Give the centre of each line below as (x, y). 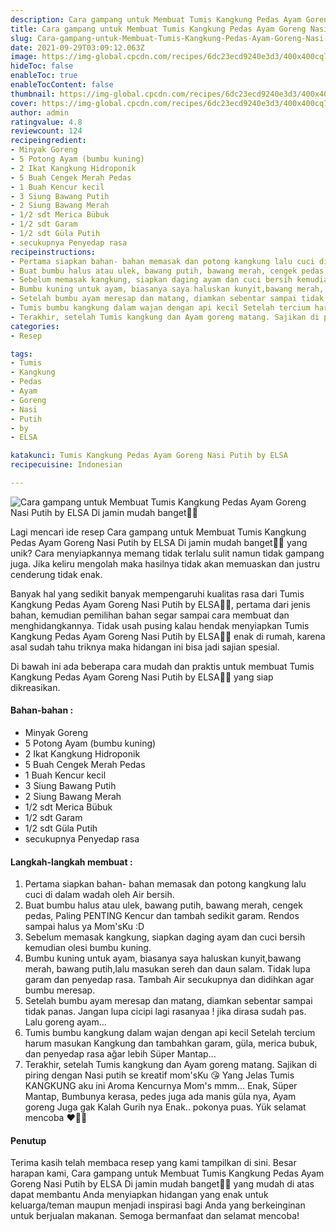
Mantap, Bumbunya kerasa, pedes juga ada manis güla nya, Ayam (160, 1097)
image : (24, 57)
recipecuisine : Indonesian (66, 465)
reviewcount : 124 (46, 131)
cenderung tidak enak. (56, 574)
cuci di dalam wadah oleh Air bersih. (99, 895)
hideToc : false (42, 66)
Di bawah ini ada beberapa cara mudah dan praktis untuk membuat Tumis (162, 666)
